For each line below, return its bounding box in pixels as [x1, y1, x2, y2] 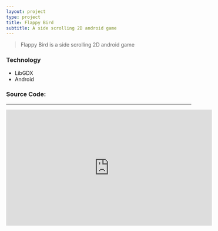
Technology [6, 56, 41, 64]
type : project [6, 14, 41, 20]
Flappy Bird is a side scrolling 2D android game [20, 41, 135, 48]
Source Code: [6, 90, 46, 98]
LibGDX [14, 69, 33, 77]
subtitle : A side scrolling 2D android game [6, 25, 117, 31]
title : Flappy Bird [6, 19, 54, 25]
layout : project [6, 8, 46, 15]
